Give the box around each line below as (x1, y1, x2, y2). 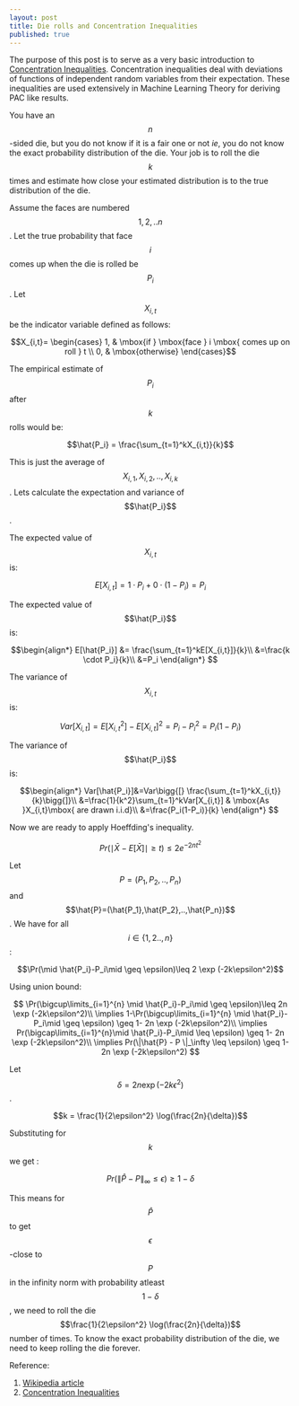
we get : (9, 1156, 39, 1167)
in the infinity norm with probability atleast (9, 1277, 166, 1288)
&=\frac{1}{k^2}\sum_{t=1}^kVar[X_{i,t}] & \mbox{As (79, 795, 270, 806)
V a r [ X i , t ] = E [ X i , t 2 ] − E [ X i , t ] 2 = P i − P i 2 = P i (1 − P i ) (59, 719, 242, 734)
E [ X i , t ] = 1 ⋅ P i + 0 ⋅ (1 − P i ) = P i (94, 580, 207, 593)
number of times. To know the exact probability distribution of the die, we (9, 1333, 280, 1344)
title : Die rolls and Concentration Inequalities (9, 22, 199, 31)
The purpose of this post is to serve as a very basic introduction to (9, 55, 255, 66)
